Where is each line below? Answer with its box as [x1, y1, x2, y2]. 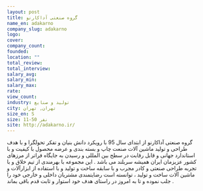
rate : [7, 88, 21, 94]
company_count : [7, 43, 46, 49]
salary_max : [7, 83, 37, 89]
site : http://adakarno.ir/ [7, 122, 75, 128]
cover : [7, 37, 24, 43]
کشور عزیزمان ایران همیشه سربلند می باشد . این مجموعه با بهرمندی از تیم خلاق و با [7, 158, 197, 165]
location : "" [7, 54, 40, 60]
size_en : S [7, 111, 35, 117]
